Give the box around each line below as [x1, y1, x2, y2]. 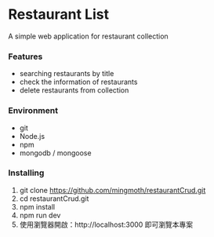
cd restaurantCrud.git [19, 194, 89, 203]
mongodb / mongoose [19, 148, 92, 158]
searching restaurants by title [19, 69, 114, 78]
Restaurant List [8, 5, 110, 24]
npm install [19, 202, 56, 211]
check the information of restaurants [19, 77, 138, 87]
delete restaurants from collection [19, 86, 129, 95]
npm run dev [19, 210, 61, 220]
